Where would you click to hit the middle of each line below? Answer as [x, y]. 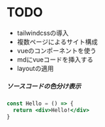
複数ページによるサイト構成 [57, 42]
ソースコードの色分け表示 [44, 86]
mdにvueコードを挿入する [55, 59]
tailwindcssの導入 [43, 33]
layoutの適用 [35, 68]
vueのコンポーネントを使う [57, 50]
